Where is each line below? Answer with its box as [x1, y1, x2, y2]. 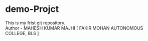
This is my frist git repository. [5, 20, 66, 26]
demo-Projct [5, 3, 59, 15]
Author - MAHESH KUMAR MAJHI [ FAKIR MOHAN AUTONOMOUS [5, 25, 143, 31]
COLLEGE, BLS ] [5, 30, 39, 36]
